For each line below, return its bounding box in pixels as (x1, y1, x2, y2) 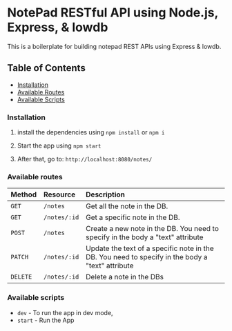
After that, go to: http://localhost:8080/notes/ (17, 155, 153, 163)
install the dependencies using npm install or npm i (17, 128, 165, 137)
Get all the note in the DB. (86, 201, 168, 211)
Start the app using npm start (17, 141, 101, 150)
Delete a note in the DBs (86, 272, 164, 282)
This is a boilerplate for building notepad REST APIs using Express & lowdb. (7, 42, 222, 50)
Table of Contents (7, 62, 86, 74)
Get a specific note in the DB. (86, 212, 180, 222)
